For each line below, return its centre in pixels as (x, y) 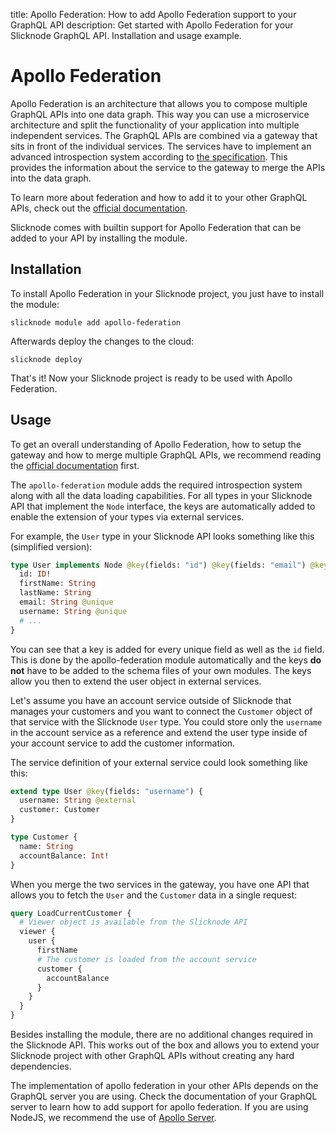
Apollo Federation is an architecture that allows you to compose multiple (159, 103)
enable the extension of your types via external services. (127, 516)
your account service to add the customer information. (123, 743)
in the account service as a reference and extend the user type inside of (159, 732)
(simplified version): (51, 546)
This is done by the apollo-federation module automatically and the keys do (166, 660)
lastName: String (55, 593)
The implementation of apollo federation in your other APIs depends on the (164, 1086)
